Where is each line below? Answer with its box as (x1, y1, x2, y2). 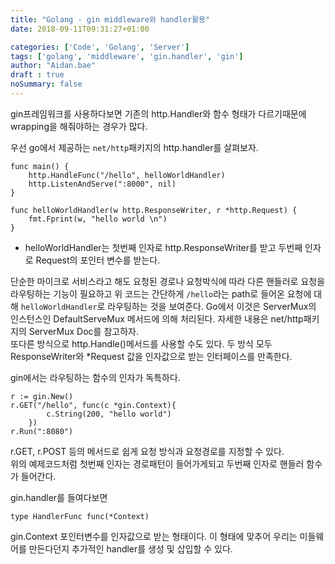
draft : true (10, 70, 65, 80)
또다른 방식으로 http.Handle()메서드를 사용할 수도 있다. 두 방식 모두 (10, 337, 273, 350)
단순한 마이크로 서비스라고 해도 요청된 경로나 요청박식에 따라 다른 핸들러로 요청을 (10, 275, 326, 287)
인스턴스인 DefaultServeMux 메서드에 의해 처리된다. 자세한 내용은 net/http (10, 312, 304, 325)
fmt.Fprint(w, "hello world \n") (28, 214, 168, 224)
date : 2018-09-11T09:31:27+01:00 (10, 24, 150, 34)
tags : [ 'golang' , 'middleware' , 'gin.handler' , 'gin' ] (10, 51, 244, 61)
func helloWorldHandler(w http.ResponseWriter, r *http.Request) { (10, 205, 298, 215)
